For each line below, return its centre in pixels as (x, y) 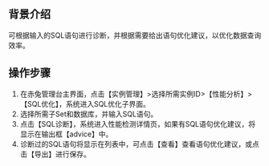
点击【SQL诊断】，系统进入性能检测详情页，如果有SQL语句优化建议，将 (138, 123)
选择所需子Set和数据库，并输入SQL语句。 (89, 114)
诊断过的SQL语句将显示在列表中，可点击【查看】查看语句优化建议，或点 (139, 144)
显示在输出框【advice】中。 (66, 134)
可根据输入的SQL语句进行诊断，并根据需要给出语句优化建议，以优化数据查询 (135, 35)
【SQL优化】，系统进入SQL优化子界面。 (85, 103)
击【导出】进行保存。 (55, 154)
